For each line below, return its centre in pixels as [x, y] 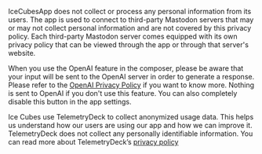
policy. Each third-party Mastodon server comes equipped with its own [123, 36]
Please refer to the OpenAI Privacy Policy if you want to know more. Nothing [131, 85]
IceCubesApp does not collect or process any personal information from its [130, 11]
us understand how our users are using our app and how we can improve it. [130, 125]
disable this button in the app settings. [70, 102]
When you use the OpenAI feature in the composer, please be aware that [126, 68]
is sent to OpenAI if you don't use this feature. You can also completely [123, 93]
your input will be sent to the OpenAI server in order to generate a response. [131, 77]
